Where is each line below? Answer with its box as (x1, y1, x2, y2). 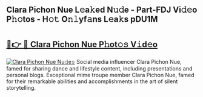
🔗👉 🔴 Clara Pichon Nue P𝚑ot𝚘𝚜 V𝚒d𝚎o (6, 39, 158, 49)
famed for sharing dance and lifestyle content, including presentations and (6, 65, 193, 72)
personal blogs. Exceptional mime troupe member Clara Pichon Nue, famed (6, 72, 195, 78)
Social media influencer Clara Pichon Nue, (76, 58, 182, 65)
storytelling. (6, 84, 36, 91)
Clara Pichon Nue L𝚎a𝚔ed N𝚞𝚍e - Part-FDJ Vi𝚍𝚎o (6, 5, 198, 15)
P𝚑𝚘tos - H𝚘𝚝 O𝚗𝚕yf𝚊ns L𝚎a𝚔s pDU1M (6, 14, 158, 25)
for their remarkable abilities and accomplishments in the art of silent (6, 78, 178, 85)
